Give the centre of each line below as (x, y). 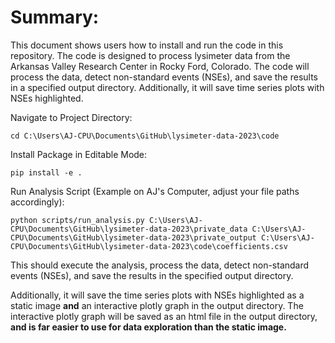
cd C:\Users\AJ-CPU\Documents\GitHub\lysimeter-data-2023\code (145, 136)
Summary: (55, 17)
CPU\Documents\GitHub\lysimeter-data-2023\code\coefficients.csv (149, 246)
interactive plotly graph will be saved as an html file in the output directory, (164, 316)
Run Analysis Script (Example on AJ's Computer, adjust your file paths (155, 191)
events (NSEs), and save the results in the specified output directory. (152, 275)
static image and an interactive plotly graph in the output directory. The (157, 305)
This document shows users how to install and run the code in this (147, 45)
